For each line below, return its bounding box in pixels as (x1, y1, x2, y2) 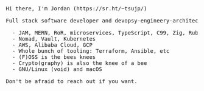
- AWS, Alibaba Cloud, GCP (12, 42, 93, 48)
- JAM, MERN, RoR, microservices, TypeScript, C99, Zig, (12, 30, 186, 36)
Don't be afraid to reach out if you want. (5, 78, 138, 84)
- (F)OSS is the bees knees (12, 54, 96, 60)
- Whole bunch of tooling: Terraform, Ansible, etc (12, 48, 170, 54)
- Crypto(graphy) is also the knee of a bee (12, 60, 147, 66)
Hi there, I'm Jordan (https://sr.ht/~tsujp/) (5, 5, 147, 12)
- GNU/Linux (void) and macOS (12, 66, 102, 72)
